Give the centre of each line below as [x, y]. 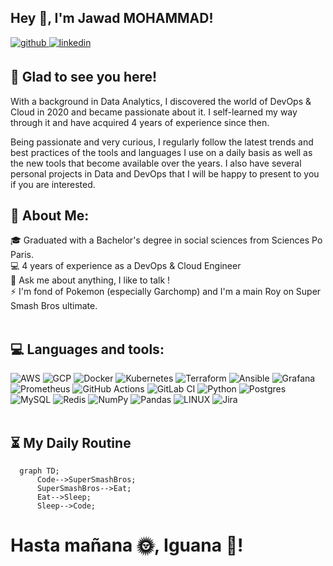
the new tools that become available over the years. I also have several [156, 163]
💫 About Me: [50, 216]
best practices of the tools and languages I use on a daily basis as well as [161, 152]
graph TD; [39, 471]
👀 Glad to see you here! [84, 77]
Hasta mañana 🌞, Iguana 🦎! [127, 545]
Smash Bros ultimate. [54, 306]
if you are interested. [53, 184]
